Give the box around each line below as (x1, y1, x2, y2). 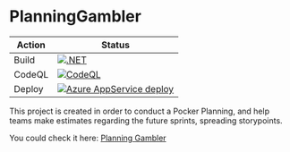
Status (101, 38, 130, 51)
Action (16, 38, 47, 51)
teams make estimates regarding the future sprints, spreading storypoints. (9, 114, 284, 126)
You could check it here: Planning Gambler (9, 132, 167, 143)
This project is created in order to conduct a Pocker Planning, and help (9, 106, 270, 116)
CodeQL (13, 68, 49, 80)
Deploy (13, 82, 44, 95)
